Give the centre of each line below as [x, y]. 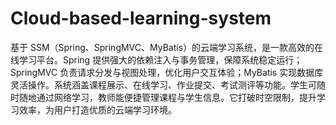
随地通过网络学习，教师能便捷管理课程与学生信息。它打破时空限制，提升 [167, 97]
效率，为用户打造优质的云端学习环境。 [97, 109]
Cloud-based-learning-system [141, 18]
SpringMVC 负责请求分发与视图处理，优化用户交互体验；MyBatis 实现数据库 [167, 72]
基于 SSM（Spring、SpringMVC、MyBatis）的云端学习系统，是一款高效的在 [167, 47]
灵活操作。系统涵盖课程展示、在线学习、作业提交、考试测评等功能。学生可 [163, 84]
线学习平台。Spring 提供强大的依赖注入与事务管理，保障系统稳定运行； [156, 59]
